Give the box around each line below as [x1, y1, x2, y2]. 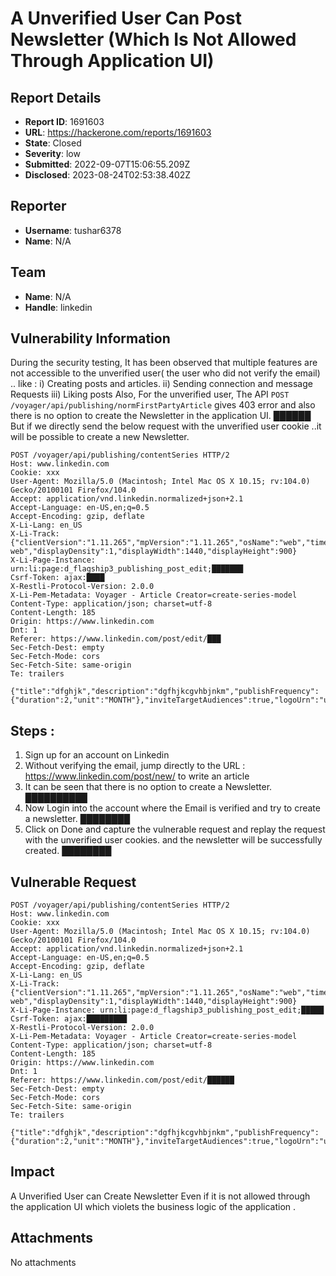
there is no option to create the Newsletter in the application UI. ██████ [10, 410, 312, 422]
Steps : [10, 722, 55, 739]
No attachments [10, 1256, 77, 1268]
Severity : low [24, 148, 81, 159]
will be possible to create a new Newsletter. [10, 431, 190, 443]
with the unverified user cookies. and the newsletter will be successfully [24, 834, 323, 846]
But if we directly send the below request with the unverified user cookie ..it [10, 420, 322, 432]
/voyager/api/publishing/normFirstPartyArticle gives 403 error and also [10, 399, 316, 411]
